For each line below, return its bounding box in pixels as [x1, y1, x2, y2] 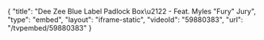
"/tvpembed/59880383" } [7, 24, 92, 32]
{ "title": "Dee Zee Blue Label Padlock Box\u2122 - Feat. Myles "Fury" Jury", [7, 7, 256, 16]
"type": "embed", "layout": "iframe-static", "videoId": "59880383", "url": [7, 15, 243, 24]
